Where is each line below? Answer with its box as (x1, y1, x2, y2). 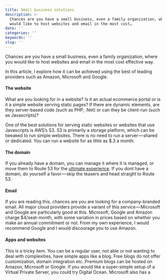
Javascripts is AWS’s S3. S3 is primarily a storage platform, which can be (5, 127, 155, 133)
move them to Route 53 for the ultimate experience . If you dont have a (5, 166, 149, 172)
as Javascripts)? (5, 112, 39, 118)
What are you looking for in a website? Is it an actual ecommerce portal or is (5, 96, 161, 102)
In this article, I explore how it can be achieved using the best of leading (5, 68, 153, 74)
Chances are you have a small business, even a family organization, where (5, 53, 158, 59)
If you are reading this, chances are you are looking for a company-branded (5, 199, 161, 205)
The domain (5, 149, 31, 155)
